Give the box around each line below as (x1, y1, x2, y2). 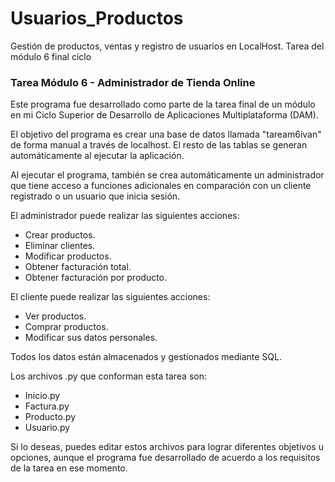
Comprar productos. (24, 321, 109, 333)
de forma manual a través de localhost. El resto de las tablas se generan (10, 139, 308, 151)
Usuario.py (24, 422, 71, 434)
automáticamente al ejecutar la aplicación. (10, 150, 185, 162)
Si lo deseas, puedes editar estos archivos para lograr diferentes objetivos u (10, 441, 324, 453)
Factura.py (24, 400, 70, 412)
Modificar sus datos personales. (24, 332, 158, 344)
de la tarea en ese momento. (10, 462, 128, 474)
